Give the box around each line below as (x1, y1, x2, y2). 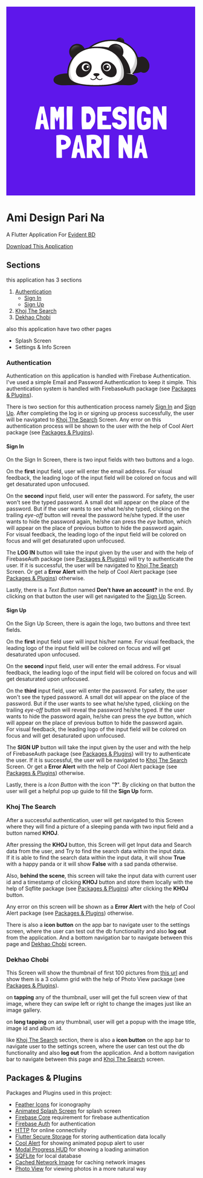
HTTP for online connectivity (14, 1126, 87, 1133)
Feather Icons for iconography (14, 1101, 91, 1108)
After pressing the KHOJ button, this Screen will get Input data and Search (6, 841, 192, 848)
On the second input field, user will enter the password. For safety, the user (6, 492, 195, 500)
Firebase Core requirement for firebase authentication (14, 1113, 150, 1121)
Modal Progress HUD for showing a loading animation (14, 1145, 149, 1153)
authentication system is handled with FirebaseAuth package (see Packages (6, 385, 196, 393)
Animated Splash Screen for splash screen (14, 1107, 121, 1115)
